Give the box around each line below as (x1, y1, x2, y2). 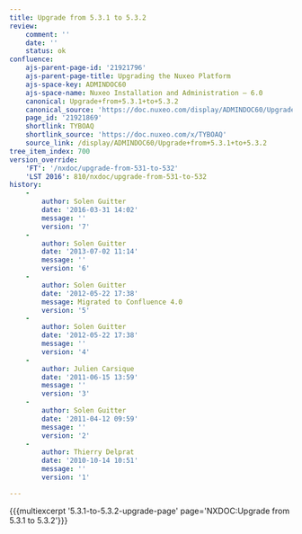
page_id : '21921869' (25, 113, 102, 122)
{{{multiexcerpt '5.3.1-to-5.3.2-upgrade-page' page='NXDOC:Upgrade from (9, 505, 290, 516)
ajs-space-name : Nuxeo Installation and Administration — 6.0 (25, 88, 263, 97)
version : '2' (41, 431, 91, 441)
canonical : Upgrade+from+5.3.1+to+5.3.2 (25, 96, 179, 106)
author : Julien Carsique (41, 364, 135, 373)
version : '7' (41, 222, 91, 231)
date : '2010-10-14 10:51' (41, 456, 139, 466)
